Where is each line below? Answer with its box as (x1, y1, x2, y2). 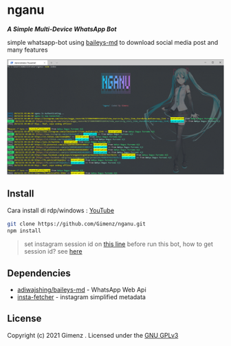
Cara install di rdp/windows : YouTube (7, 206, 115, 214)
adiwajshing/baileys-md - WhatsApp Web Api (16, 285, 146, 294)
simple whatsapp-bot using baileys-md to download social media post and (7, 38, 219, 46)
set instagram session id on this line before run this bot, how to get (23, 240, 213, 248)
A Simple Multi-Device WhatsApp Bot (7, 25, 117, 33)
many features (7, 45, 48, 54)
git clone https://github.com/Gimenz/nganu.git (7, 220, 146, 227)
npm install (7, 227, 41, 234)
